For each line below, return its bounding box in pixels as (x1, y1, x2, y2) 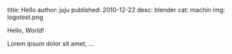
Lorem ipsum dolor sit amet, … (7, 40, 94, 47)
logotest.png (7, 13, 44, 21)
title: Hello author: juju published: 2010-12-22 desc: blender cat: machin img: (7, 6, 226, 14)
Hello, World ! (7, 27, 44, 34)
